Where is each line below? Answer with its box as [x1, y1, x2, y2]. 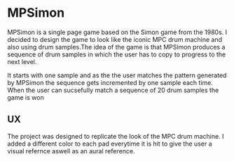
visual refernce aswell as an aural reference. [7, 146, 135, 155]
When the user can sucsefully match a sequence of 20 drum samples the [7, 86, 219, 94]
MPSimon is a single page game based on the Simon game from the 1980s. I [7, 28, 228, 36]
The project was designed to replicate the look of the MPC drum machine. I [7, 132, 224, 140]
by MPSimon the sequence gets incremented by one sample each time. [7, 78, 214, 86]
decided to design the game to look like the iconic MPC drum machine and [7, 35, 223, 43]
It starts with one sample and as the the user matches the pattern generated [7, 71, 227, 79]
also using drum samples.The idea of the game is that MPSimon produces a [7, 43, 226, 51]
